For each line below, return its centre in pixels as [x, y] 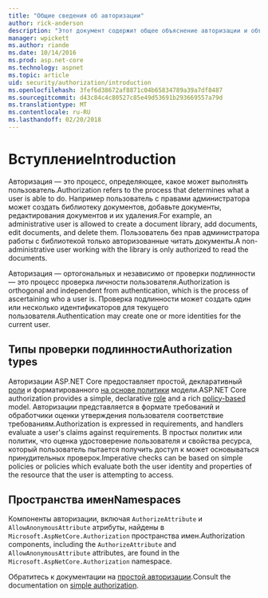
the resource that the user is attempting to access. [91, 474]
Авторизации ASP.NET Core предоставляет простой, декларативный [125, 381]
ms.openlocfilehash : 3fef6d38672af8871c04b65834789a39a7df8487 [116, 90]
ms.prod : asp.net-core [46, 61]
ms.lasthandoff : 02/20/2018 [55, 120]
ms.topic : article [39, 75]
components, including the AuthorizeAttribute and [93, 544]
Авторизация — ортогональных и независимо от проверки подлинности [132, 273]
